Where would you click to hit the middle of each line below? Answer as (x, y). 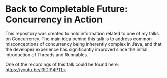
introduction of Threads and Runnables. (47, 55)
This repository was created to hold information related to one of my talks (82, 33)
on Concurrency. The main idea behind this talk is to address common (79, 39)
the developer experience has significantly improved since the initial (76, 49)
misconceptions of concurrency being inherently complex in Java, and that (83, 44)
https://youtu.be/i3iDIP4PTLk (36, 70)
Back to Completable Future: (66, 9)
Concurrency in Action (54, 19)
